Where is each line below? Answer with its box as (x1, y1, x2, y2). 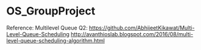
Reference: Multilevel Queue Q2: (6, 24, 88, 31)
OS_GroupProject (6, 4, 96, 18)
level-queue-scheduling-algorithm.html (6, 37, 105, 44)
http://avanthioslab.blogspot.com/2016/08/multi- (71, 30, 194, 37)
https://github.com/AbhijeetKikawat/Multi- (89, 24, 195, 31)
